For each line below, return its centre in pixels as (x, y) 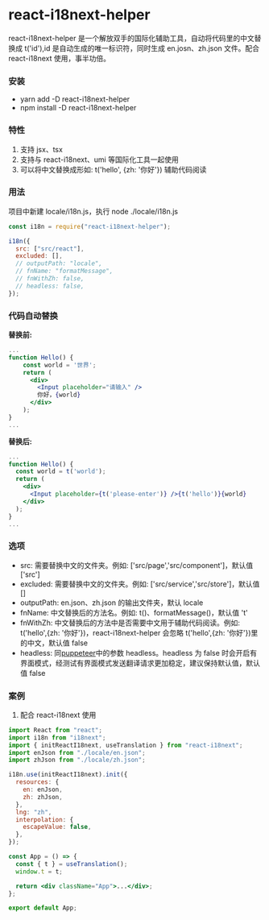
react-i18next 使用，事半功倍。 (60, 58)
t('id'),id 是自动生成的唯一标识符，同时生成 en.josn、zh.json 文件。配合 (142, 48)
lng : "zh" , (34, 812)
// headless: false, (50, 286)
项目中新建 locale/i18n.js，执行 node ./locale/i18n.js (93, 211)
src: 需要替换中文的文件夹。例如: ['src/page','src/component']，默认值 (137, 565)
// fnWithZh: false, (50, 279)
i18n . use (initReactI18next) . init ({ (68, 775)
